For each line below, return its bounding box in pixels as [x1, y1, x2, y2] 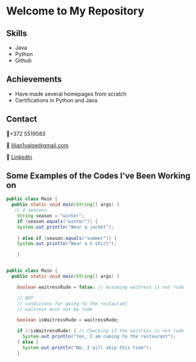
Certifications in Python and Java [14, 96, 98, 103]
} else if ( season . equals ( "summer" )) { [17, 235, 117, 241]
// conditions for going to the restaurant [17, 301, 128, 307]
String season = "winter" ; [17, 213, 85, 219]
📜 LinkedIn [6, 153, 32, 161]
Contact [6, 114, 37, 124]
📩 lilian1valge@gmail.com [6, 141, 69, 149]
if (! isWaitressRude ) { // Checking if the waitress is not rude [17, 328, 185, 334]
